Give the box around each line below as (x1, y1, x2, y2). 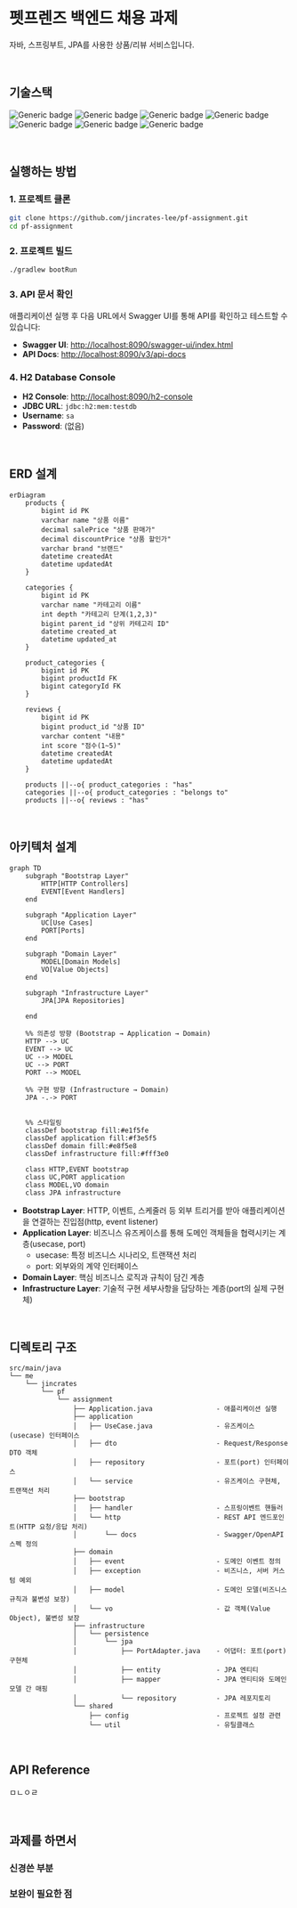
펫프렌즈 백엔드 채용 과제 (9, 8, 179, 29)
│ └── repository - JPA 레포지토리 (72, 1694, 271, 1703)
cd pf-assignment (9, 222, 74, 232)
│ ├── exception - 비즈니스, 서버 (72, 1567, 269, 1576)
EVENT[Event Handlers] (41, 887, 125, 896)
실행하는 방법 (9, 164, 77, 179)
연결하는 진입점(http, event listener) (31, 1216, 158, 1227)
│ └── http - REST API (72, 1513, 256, 1522)
